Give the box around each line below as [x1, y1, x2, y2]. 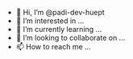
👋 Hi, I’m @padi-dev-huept [15, 8, 105, 17]
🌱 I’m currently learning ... [15, 25, 102, 33]
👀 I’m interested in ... [15, 16, 85, 26]
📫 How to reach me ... [15, 42, 91, 51]
